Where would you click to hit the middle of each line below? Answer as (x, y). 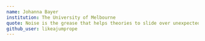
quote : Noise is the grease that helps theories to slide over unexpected (103, 23)
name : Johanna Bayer (33, 12)
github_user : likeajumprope (42, 29)
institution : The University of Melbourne (61, 17)
